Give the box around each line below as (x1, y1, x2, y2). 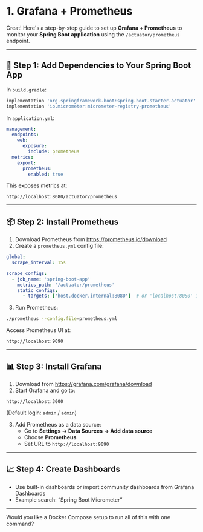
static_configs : (17, 287, 59, 293)
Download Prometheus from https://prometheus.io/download (14, 236, 167, 243)
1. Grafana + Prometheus (6, 4, 133, 18)
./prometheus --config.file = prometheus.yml (6, 316, 118, 322)
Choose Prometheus (24, 434, 77, 441)
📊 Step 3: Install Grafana (6, 361, 102, 371)
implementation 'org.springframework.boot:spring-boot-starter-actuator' (6, 98, 196, 104)
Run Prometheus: (14, 304, 59, 311)
